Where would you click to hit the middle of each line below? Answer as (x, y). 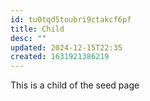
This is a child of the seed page (75, 85)
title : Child (37, 29)
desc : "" (28, 38)
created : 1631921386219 (60, 57)
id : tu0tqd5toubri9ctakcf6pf (71, 19)
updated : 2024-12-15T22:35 (66, 47)
